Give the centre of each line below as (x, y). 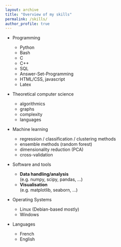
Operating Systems (32, 200)
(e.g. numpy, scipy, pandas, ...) (51, 179)
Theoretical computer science (43, 94)
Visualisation (34, 185)
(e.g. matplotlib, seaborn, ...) (49, 190)
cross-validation (36, 155)
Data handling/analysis (44, 174)
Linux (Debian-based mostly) (49, 209)
